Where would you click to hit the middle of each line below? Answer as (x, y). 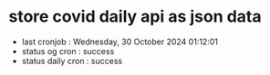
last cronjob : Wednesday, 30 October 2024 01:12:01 (119, 42)
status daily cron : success (72, 61)
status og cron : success (68, 51)
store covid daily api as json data (135, 17)
